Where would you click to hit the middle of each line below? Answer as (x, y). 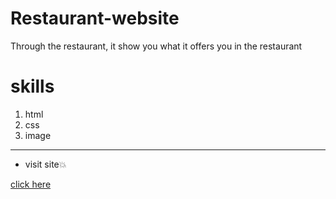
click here (31, 184)
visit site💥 (45, 164)
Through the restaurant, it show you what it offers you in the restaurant (156, 46)
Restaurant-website (95, 18)
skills (32, 86)
